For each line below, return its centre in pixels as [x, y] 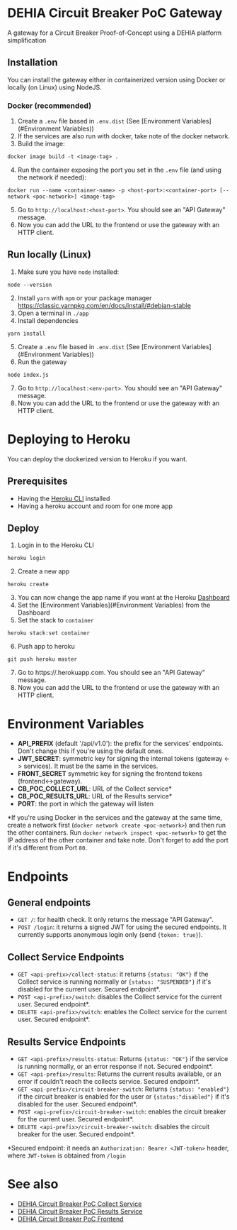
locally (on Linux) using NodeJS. [55, 87]
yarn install [27, 334]
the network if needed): [52, 177]
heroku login [27, 559]
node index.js [28, 375]
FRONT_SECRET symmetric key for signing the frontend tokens [110, 774]
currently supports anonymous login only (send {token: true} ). [110, 935]
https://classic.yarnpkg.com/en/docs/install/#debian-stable [104, 305]
